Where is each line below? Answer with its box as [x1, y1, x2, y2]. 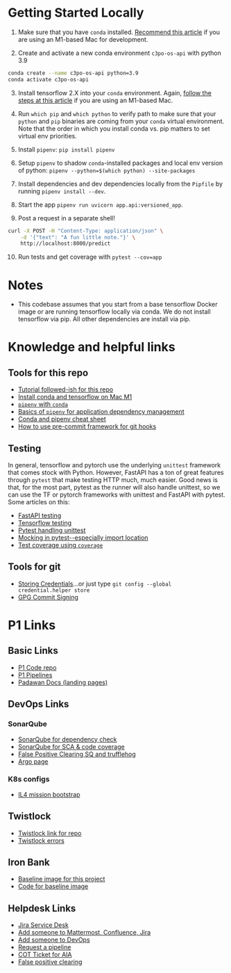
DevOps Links [8, 698, 69, 710]
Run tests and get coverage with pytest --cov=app [17, 252, 162, 262]
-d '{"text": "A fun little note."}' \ [20, 234, 136, 241]
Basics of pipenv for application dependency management [17, 408, 185, 416]
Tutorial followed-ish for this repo [17, 385, 114, 394]
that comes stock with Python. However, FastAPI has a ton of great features [8, 468, 224, 477]
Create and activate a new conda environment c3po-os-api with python [17, 49, 221, 57]
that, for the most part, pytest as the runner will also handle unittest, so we [8, 483, 221, 492]
